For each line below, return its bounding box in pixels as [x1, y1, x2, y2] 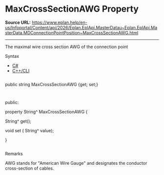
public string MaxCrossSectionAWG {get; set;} [5, 81, 99, 87]
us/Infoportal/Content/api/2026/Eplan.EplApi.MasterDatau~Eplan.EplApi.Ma [5, 24, 158, 30]
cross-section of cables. [5, 165, 54, 171]
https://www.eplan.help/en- [31, 19, 88, 25]
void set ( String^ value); [5, 127, 54, 133]
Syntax [5, 53, 20, 59]
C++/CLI [12, 68, 30, 73]
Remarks [5, 151, 23, 157]
